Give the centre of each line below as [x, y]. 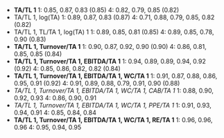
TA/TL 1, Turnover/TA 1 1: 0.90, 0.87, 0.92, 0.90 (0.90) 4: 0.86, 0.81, [110, 47]
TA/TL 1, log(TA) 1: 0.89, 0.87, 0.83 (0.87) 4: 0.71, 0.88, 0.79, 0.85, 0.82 [114, 17]
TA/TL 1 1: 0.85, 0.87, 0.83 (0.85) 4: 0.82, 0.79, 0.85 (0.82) [96, 10]
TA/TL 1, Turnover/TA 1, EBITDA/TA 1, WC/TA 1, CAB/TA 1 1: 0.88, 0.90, [113, 90]
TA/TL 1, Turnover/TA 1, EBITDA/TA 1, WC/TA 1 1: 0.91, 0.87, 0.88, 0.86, [115, 76]
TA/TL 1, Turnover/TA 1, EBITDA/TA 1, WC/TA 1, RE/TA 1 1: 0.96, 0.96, [113, 120]
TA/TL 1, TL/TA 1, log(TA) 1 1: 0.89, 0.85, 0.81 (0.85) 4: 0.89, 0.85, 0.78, [114, 32]
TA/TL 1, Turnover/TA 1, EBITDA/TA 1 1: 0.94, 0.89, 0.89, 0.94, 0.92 [110, 61]
